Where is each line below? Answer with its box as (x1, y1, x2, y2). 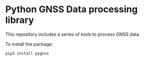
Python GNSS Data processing (5, 4, 138, 15)
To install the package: (5, 41, 53, 47)
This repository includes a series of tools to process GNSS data (5, 31, 139, 37)
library (5, 14, 34, 26)
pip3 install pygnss (5, 51, 50, 56)
